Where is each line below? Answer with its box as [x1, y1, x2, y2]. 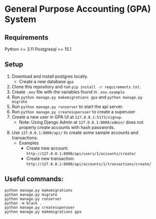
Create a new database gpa [19, 78, 74, 84]
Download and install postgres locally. [11, 73, 89, 79]
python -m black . [4, 200, 42, 206]
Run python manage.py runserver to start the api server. [11, 104, 124, 109]
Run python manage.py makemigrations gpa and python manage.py [11, 94, 143, 100]
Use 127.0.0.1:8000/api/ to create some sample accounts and [11, 130, 139, 135]
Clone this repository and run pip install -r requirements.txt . [11, 84, 141, 89]
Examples [19, 140, 39, 146]
